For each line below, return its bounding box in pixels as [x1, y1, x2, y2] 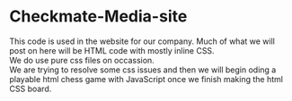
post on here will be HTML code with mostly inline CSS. [9, 45, 215, 55]
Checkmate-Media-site [9, 6, 188, 27]
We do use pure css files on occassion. [9, 55, 155, 65]
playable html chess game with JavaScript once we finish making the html [9, 73, 283, 84]
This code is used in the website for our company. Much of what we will [9, 36, 276, 46]
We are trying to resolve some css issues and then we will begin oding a [9, 64, 277, 75]
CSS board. [9, 83, 52, 94]
